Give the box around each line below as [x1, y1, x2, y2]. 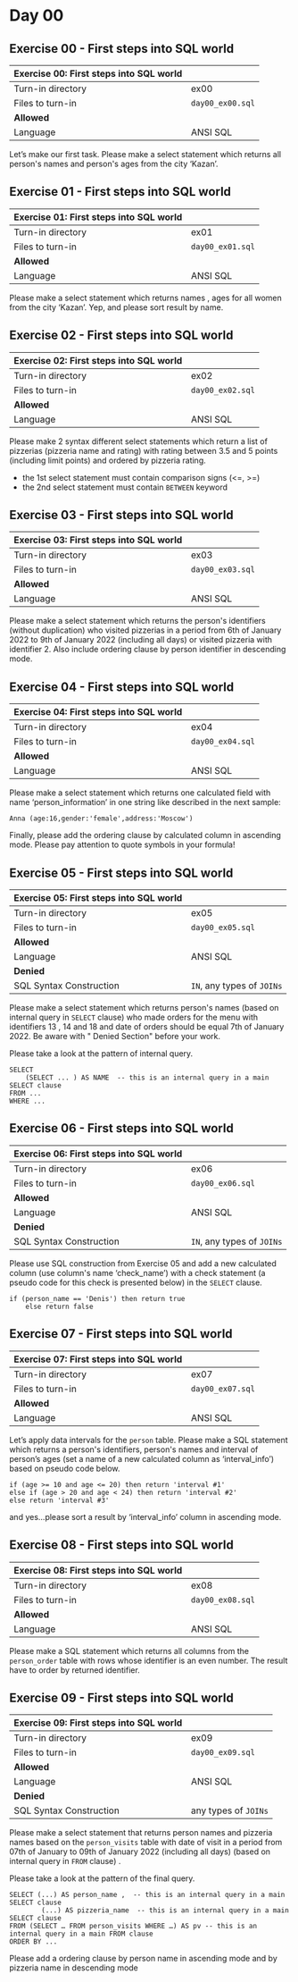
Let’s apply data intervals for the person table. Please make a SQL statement [9, 1434, 288, 1445]
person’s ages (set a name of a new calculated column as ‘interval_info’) [9, 1453, 275, 1464]
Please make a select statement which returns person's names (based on [9, 1003, 279, 1013]
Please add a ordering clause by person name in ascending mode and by [9, 1953, 278, 1964]
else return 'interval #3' [9, 1496, 110, 1505]
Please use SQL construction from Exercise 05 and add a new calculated [9, 1257, 277, 1269]
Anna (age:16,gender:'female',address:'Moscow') [9, 814, 194, 823]
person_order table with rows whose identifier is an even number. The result [9, 1655, 288, 1666]
